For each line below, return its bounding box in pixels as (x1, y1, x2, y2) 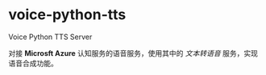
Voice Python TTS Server (8, 32, 93, 41)
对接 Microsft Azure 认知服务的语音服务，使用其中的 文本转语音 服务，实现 (8, 48, 258, 57)
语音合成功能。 (8, 58, 58, 68)
